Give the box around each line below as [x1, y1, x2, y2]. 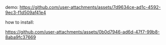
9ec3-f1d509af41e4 [5, 9, 46, 15]
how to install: [5, 19, 34, 25]
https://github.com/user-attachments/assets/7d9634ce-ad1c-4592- [19, 4, 161, 10]
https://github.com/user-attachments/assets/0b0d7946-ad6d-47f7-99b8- [5, 29, 160, 34]
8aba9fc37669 [5, 34, 36, 40]
